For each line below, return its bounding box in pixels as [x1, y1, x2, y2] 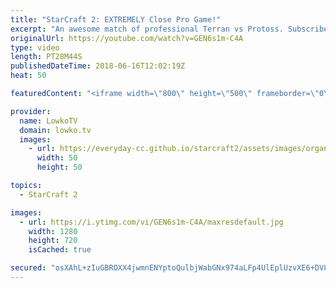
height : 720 [28, 236, 78, 246]
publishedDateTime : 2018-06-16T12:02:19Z [10, 61, 186, 71]
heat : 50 [10, 71, 47, 81]
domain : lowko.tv [19, 125, 92, 135]
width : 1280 [28, 226, 78, 236]
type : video [10, 42, 60, 53]
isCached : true [28, 245, 92, 255]
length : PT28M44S [10, 52, 83, 62]
